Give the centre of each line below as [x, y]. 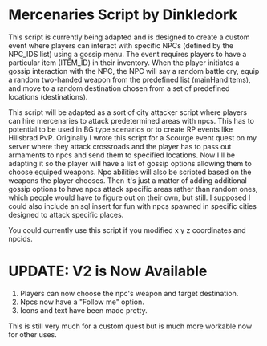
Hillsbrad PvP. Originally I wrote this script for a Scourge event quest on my [133, 137]
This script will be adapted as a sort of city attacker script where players [127, 112]
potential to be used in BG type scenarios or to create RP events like [121, 129]
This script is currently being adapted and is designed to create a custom [129, 37]
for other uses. [33, 334]
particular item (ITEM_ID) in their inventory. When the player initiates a [124, 63]
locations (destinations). [48, 96]
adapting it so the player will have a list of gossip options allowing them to [130, 163]
